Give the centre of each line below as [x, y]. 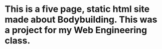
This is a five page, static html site [77, 9]
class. [18, 41]
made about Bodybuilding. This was [81, 20]
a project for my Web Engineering [76, 30]
